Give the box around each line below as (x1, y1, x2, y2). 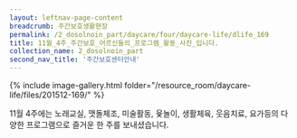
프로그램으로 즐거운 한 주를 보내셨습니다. (25, 119, 169, 130)
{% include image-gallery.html (9, 80, 123, 90)
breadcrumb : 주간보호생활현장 (9, 22, 109, 31)
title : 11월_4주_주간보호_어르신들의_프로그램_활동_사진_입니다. (9, 38, 219, 48)
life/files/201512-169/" (9, 89, 91, 100)
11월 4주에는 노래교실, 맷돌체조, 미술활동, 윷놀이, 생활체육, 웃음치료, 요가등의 (9, 108, 279, 118)
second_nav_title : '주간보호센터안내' (9, 55, 140, 64)
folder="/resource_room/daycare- (123, 80, 252, 90)
